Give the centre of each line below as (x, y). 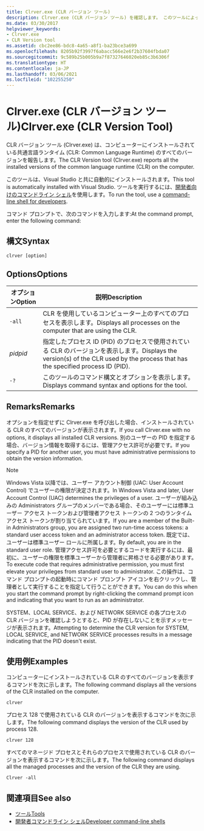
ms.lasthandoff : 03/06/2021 (42, 74)
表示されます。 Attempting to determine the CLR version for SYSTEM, (103, 628)
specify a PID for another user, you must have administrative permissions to (101, 452)
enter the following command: (44, 221)
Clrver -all (21, 778)
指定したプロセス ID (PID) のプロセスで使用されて (113, 341)
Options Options (37, 274)
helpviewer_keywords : (34, 29)
